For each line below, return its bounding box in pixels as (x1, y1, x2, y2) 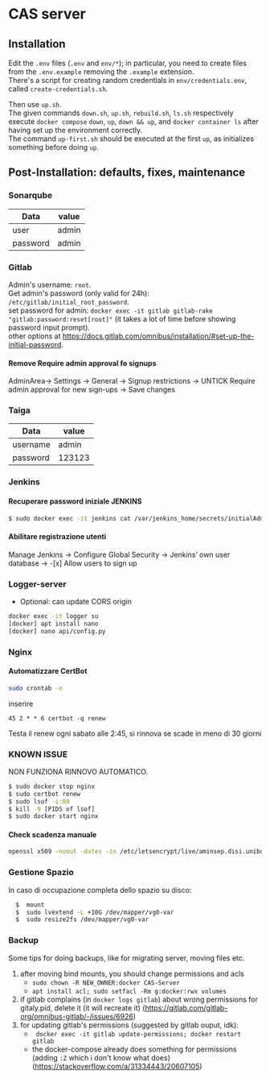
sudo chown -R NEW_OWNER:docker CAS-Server (31, 978, 181, 987)
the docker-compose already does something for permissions (31, 1044, 237, 1054)
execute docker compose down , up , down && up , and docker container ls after (8, 117, 259, 126)
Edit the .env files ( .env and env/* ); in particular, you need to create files (8, 58, 247, 68)
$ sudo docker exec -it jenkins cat (8, 514, 131, 522)
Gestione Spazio (8, 867, 74, 878)
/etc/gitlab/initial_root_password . (8, 297, 130, 306)
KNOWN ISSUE (8, 749, 68, 760)
